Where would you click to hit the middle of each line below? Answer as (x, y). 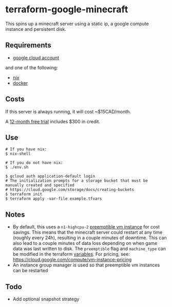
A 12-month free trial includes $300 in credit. (53, 121)
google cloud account (36, 57)
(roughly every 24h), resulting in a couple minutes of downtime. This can (90, 238)
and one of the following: (32, 67)
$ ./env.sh (17, 167)
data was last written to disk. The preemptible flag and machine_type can (89, 249)
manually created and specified (40, 185)
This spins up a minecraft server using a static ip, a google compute (77, 24)
